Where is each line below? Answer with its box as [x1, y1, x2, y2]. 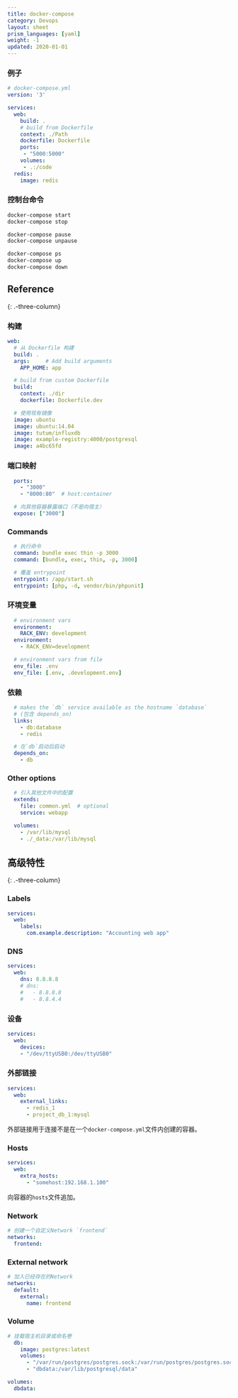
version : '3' [7, 92, 46, 99]
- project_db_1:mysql [25, 1111, 91, 1119]
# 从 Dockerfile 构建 [13, 344, 74, 352]
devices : [20, 1044, 46, 1051]
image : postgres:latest [20, 1345, 91, 1353]
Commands [7, 526, 48, 536]
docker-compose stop [7, 218, 69, 225]
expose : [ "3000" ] [13, 510, 65, 517]
